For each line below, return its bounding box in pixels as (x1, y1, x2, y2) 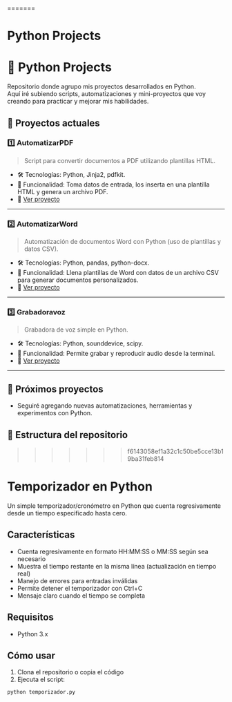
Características (7, 529, 75, 541)
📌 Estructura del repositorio (7, 429, 128, 441)
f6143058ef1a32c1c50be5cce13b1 (127, 447, 224, 456)
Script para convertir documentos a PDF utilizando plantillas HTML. (23, 156, 216, 164)
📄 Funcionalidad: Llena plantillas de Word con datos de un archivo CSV (17, 269, 219, 277)
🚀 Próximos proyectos (7, 383, 104, 395)
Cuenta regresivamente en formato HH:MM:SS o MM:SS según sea (17, 547, 209, 556)
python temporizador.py (7, 689, 76, 696)
